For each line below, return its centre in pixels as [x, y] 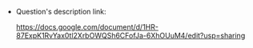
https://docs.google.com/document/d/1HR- [87, 27]
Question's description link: [61, 12]
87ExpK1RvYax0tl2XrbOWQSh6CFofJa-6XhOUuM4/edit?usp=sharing [131, 36]
